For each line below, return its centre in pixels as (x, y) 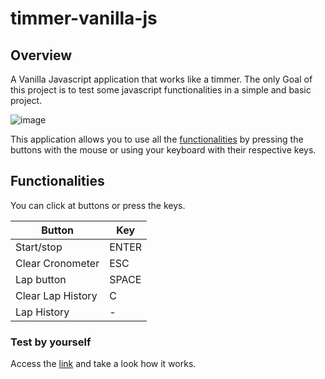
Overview (41, 55)
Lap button (41, 279)
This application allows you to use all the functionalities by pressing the (157, 139)
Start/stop (39, 247)
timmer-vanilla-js (84, 18)
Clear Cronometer (57, 263)
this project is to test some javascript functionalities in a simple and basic (161, 90)
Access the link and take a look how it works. (103, 364)
